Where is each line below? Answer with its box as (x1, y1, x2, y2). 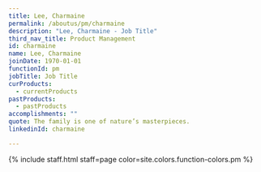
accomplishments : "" (8, 110, 79, 118)
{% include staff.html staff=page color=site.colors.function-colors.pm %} (8, 154, 254, 164)
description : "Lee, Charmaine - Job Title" (8, 27, 158, 35)
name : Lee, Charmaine (8, 49, 82, 58)
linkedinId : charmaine (8, 125, 85, 133)
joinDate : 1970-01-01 (8, 58, 82, 66)
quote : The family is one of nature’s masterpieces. (8, 118, 190, 126)
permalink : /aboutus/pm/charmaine (8, 19, 126, 28)
